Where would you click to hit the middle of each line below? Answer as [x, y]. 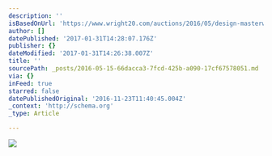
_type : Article [34, 114]
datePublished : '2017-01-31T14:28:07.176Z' [83, 38]
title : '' [25, 61]
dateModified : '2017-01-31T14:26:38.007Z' [81, 53]
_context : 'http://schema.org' [61, 106]
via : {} [21, 76]
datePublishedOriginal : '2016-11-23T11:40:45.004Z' [97, 99]
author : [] [27, 31]
